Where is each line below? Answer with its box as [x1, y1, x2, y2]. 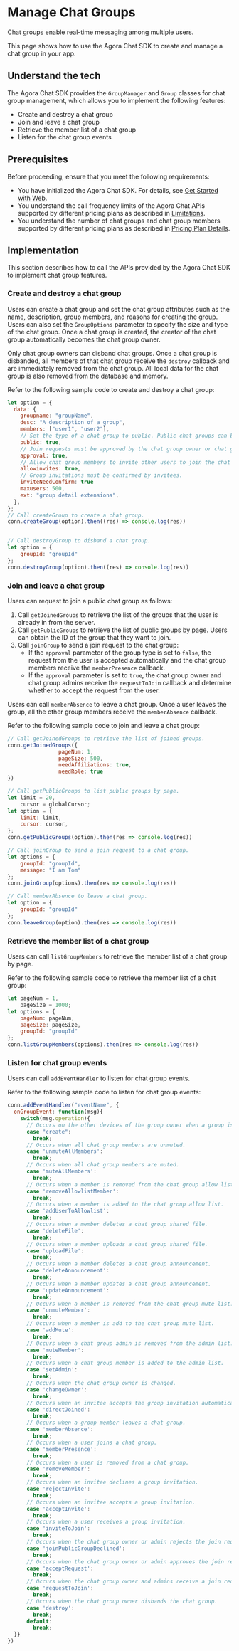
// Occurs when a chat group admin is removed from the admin [26, 1339, 215, 1347]
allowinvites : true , [20, 465, 81, 473]
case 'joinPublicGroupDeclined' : [26, 1545, 126, 1552]
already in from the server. [17, 618, 96, 626]
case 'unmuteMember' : [26, 1307, 91, 1314]
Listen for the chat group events [17, 132, 112, 141]
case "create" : [26, 1128, 72, 1135]
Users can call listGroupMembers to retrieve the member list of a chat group [7, 952, 228, 961]
